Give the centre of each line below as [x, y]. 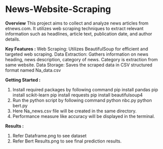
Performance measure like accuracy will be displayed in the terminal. [84, 116]
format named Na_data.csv [33, 70]
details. [13, 39]
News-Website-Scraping [58, 9]
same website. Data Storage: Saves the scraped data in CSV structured [79, 65]
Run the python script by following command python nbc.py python [82, 100]
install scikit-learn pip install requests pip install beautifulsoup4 [77, 95]
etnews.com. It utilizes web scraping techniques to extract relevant [74, 28]
